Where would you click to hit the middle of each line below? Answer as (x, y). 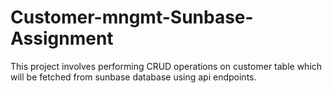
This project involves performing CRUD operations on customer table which (166, 66)
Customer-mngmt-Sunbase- (132, 17)
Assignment (62, 38)
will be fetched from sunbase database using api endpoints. (133, 77)
